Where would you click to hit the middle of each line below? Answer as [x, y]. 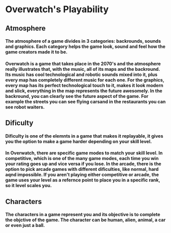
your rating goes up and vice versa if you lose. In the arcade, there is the [83, 164]
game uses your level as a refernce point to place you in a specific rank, [83, 180]
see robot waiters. [25, 107]
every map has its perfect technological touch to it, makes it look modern [84, 85]
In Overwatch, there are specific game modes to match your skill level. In [84, 153]
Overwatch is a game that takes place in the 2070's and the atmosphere [83, 63]
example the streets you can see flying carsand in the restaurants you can [86, 101]
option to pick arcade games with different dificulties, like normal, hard [82, 169]
